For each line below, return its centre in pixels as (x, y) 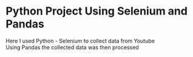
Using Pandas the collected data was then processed (72, 47)
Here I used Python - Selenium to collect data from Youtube (80, 41)
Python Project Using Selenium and (96, 11)
